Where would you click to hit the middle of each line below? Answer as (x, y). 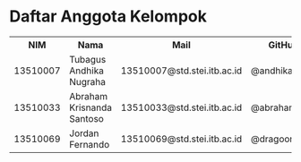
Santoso (87, 118)
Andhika (87, 71)
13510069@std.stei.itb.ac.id (181, 139)
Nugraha (87, 81)
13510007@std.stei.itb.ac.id (181, 71)
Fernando (90, 144)
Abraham (89, 96)
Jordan (84, 133)
